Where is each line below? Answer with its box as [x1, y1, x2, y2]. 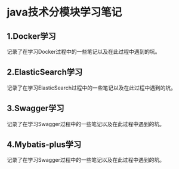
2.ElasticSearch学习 [7, 67, 83, 78]
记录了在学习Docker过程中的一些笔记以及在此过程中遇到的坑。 [7, 48, 161, 55]
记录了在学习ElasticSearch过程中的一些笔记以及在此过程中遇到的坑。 [7, 84, 177, 91]
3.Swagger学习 [7, 103, 64, 113]
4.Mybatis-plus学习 [7, 140, 82, 150]
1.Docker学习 [7, 31, 56, 41]
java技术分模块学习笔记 [7, 5, 122, 19]
